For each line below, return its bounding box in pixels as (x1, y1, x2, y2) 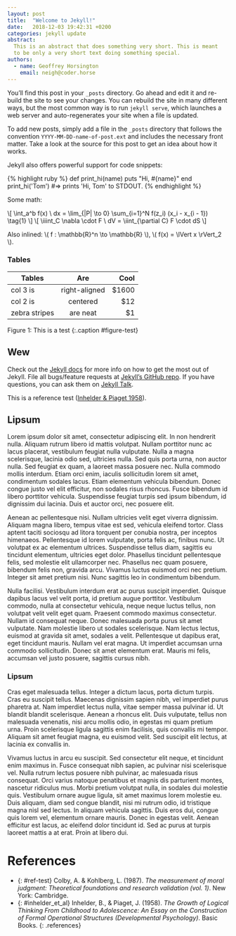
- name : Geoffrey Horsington (13, 63, 99, 70)
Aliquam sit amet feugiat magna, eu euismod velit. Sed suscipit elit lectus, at (7, 732, 227, 741)
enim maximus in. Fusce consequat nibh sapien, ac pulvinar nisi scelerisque (7, 761, 227, 769)
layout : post (7, 10, 46, 18)
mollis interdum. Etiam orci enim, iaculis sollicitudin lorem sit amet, (7, 470, 199, 478)
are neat (69, 307, 97, 317)
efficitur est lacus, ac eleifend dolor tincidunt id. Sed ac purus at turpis (7, 821, 211, 829)
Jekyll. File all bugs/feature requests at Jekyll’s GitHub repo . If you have (7, 372, 215, 380)
